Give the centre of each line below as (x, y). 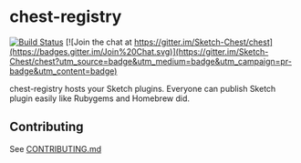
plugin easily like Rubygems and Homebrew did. (99, 98)
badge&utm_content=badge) (63, 71)
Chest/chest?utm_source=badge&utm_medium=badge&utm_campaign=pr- (150, 61)
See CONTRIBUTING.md (56, 148)
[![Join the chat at (99, 42)
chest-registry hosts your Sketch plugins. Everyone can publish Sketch (143, 88)
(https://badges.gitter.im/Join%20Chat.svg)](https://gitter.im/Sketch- (139, 51)
